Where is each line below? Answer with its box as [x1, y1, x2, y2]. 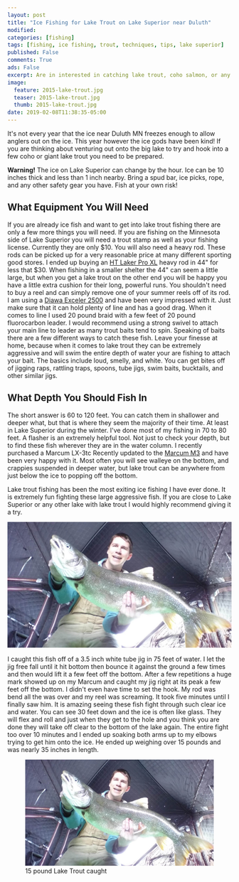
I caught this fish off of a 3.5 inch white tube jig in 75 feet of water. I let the [7, 655, 225, 664]
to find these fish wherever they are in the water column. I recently [7, 441, 203, 449]
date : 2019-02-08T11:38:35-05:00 [7, 109, 107, 117]
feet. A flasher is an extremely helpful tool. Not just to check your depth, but [7, 434, 230, 442]
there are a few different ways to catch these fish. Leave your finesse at [7, 333, 218, 342]
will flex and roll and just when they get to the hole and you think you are [7, 715, 220, 724]
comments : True [7, 57, 53, 64]
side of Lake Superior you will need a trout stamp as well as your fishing [7, 235, 218, 244]
